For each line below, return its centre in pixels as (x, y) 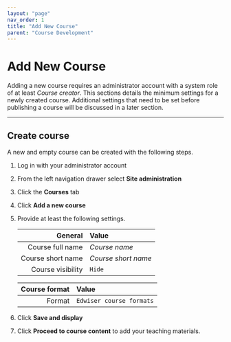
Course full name (55, 247)
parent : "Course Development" (51, 33)
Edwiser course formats (115, 300)
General (69, 236)
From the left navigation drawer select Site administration (99, 179)
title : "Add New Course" (43, 26)
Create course (38, 136)
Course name (111, 247)
